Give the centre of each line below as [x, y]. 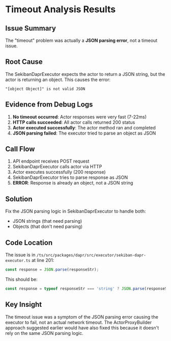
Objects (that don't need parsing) [48, 227]
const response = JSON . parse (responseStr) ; [52, 270]
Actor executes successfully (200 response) [59, 172]
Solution [19, 199]
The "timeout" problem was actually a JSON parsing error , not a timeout [81, 40]
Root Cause [24, 62]
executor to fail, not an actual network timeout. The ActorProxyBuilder [78, 322]
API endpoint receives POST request [51, 161]
